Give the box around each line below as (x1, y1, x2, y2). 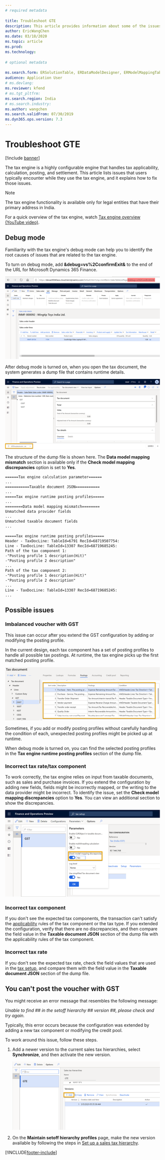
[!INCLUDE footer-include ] (5, 1150, 57, 1156)
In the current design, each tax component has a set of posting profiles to (5, 647, 154, 653)
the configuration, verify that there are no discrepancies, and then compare (5, 926, 158, 932)
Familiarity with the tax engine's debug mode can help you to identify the (5, 247, 153, 252)
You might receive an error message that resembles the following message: (5, 998, 158, 1003)
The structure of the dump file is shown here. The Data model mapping (5, 454, 150, 460)
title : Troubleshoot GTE (5, 18, 56, 23)
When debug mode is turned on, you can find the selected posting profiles (5, 745, 156, 751)
